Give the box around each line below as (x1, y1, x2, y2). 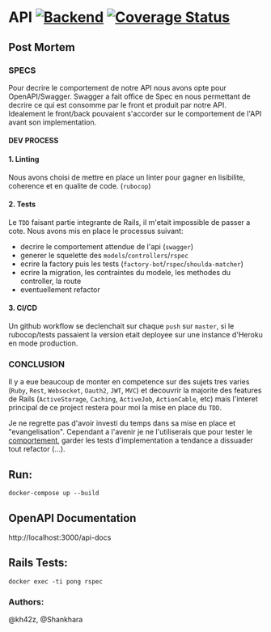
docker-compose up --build (8, 490, 100, 498)
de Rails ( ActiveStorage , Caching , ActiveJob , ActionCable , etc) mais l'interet (8, 394, 258, 404)
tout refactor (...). (8, 444, 66, 454)
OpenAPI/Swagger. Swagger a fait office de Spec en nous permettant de (8, 91, 251, 101)
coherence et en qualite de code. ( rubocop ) (8, 180, 151, 190)
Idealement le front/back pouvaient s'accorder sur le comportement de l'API (8, 108, 262, 118)
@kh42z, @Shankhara (8, 615, 83, 625)
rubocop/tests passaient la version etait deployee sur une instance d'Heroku (8, 330, 263, 340)
